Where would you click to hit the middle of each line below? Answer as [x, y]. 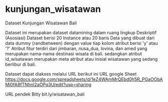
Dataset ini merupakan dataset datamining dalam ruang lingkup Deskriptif [81, 32]
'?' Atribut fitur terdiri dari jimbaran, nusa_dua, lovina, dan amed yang [76, 48]
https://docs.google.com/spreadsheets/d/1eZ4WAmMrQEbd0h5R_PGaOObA [84, 79]
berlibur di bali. [21, 64]
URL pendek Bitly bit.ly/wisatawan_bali [45, 94]
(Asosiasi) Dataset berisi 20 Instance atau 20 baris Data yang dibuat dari [80, 38]
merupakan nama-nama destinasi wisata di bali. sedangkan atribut [74, 54]
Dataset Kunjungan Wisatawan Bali [41, 23]
